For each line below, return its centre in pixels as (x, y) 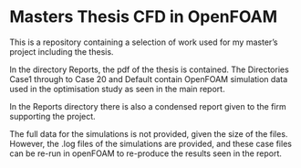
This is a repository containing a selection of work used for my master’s (144, 42)
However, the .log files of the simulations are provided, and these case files (150, 143)
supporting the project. (52, 116)
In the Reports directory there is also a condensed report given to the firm (148, 106)
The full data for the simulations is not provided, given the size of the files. (149, 133)
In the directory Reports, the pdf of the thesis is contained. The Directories (149, 69)
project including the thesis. (62, 51)
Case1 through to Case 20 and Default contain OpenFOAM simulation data (149, 79)
